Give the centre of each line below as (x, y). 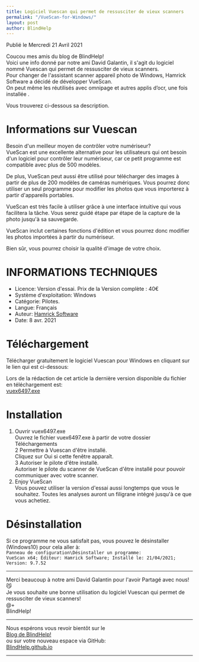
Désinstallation (44, 524)
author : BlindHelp (29, 28)
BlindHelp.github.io (29, 647)
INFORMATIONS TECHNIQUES (82, 272)
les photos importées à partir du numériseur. (60, 237)
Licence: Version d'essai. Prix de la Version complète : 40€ (86, 289)
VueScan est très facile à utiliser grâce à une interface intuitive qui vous (94, 207)
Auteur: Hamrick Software (46, 314)
